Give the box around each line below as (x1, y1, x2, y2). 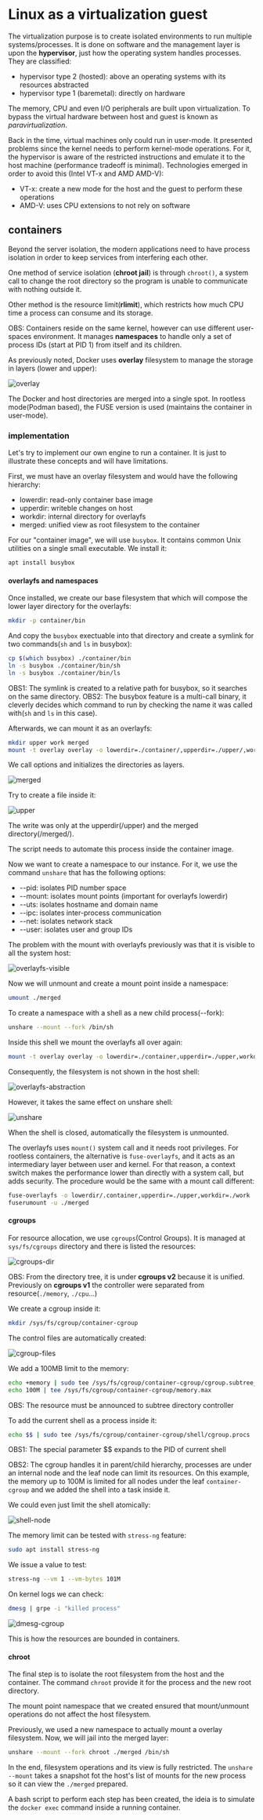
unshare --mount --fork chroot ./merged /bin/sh (8, 1749, 170, 1756)
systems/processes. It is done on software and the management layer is (8, 39, 240, 49)
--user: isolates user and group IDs (19, 925, 133, 935)
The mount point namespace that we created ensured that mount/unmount (8, 1701, 249, 1711)
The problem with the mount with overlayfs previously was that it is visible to (8, 940, 255, 950)
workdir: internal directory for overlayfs (19, 512, 146, 521)
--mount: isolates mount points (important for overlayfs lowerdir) (19, 892, 229, 901)
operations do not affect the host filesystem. (8, 1709, 151, 1720)
